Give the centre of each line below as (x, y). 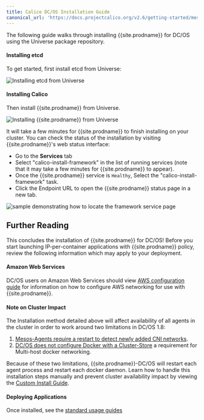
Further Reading (38, 225)
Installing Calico (27, 94)
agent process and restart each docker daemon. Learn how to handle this (98, 370)
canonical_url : (25, 18)
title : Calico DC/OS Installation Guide (58, 12)
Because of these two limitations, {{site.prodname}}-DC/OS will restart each (102, 364)
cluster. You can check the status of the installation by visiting (83, 138)
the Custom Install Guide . (38, 383)
